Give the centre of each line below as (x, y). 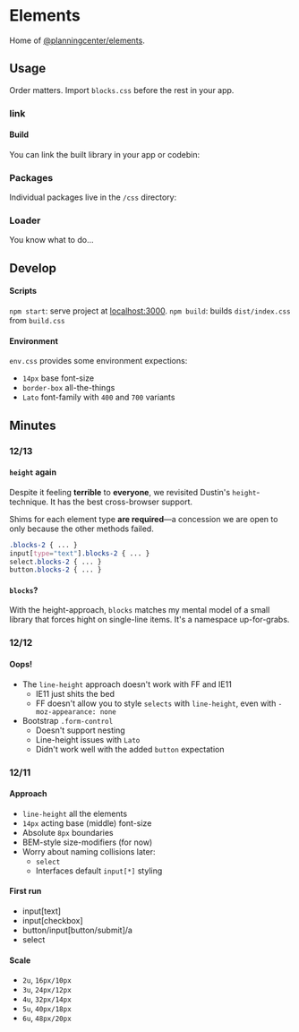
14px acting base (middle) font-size (87, 823)
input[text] (41, 911)
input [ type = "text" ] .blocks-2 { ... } (80, 553)
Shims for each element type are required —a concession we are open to (144, 519)
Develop (33, 268)
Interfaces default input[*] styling (99, 871)
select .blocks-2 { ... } (56, 562)
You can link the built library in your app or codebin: (105, 154)
